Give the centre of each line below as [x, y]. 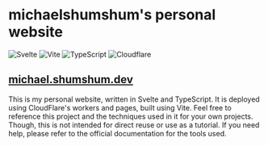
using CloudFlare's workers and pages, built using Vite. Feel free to [120, 107]
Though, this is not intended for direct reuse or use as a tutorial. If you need [134, 125]
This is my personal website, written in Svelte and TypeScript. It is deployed [134, 99]
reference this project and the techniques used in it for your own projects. [131, 116]
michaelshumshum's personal [112, 15]
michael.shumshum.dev [71, 79]
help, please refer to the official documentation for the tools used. [117, 133]
